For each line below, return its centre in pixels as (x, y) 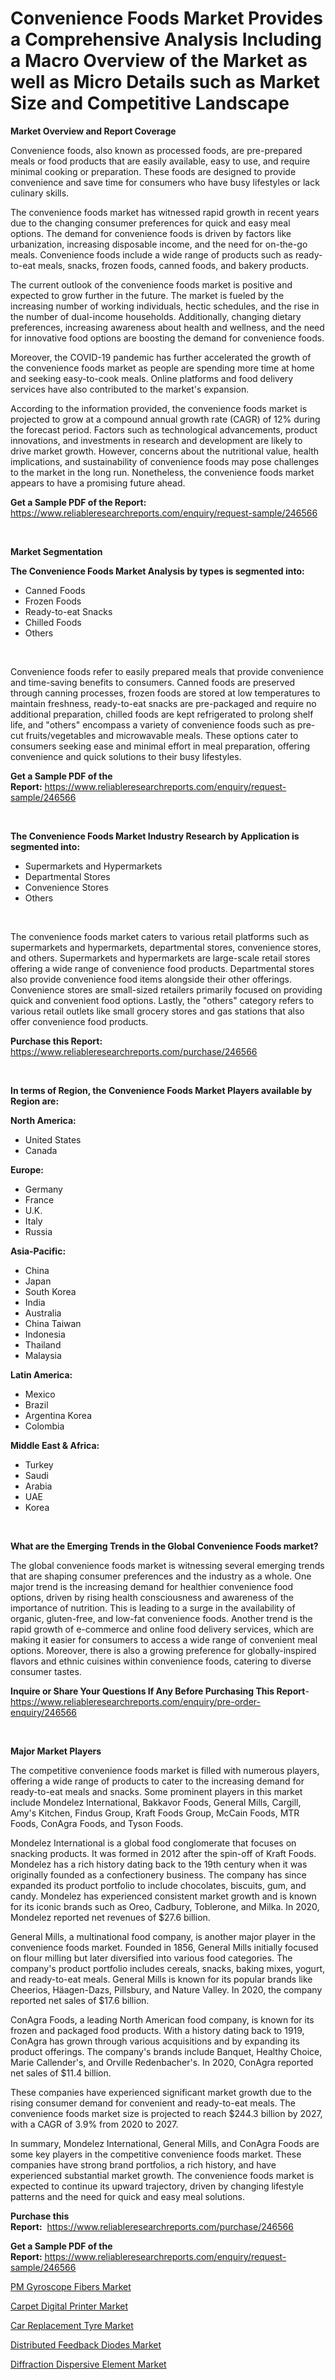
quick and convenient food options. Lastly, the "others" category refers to (162, 1000)
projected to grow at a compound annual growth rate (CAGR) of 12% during (165, 419)
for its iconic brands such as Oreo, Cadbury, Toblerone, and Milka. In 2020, (165, 1906)
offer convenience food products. (79, 1021)
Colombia (44, 1426)
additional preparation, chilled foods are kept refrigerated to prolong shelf (162, 714)
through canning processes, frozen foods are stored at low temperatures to (165, 693)
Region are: (35, 1101)
